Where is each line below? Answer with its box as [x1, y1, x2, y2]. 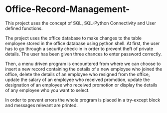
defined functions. [5, 25, 43, 31]
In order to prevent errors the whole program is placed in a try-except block [5, 96, 161, 103]
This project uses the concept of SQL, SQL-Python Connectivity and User [5, 20, 156, 26]
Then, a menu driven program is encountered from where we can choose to [5, 60, 161, 66]
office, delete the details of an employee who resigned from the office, [5, 71, 150, 77]
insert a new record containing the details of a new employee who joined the [5, 66, 163, 72]
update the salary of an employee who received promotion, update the [5, 76, 150, 82]
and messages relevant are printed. [5, 102, 78, 108]
